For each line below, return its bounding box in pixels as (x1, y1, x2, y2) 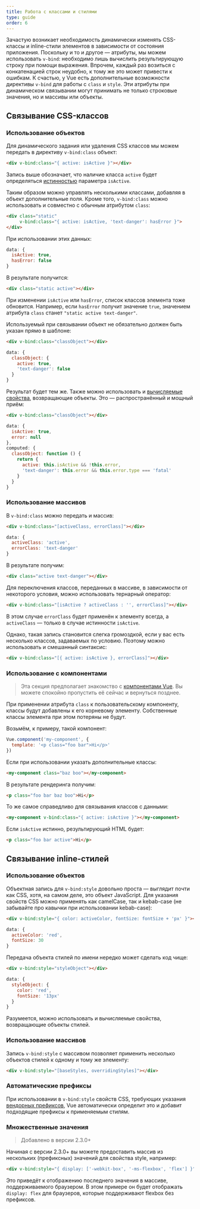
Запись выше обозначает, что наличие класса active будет (6, 171, 157, 178)
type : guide (6, 14, 36, 20)
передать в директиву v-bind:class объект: (6, 149, 117, 156)
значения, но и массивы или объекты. (6, 93, 104, 100)
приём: (6, 401, 25, 408)
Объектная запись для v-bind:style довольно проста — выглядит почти (6, 885, 190, 892)
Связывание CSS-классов (6, 111, 109, 121)
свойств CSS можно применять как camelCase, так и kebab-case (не (6, 898, 182, 905)
